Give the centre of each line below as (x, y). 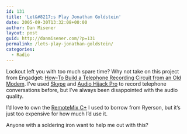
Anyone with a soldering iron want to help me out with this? (77, 125)
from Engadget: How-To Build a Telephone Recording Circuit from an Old (93, 77)
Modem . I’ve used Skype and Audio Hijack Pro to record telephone (86, 84)
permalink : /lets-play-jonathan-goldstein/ (60, 44)
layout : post (22, 33)
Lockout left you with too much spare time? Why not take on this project (93, 71)
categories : (20, 50)
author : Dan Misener (31, 28)
